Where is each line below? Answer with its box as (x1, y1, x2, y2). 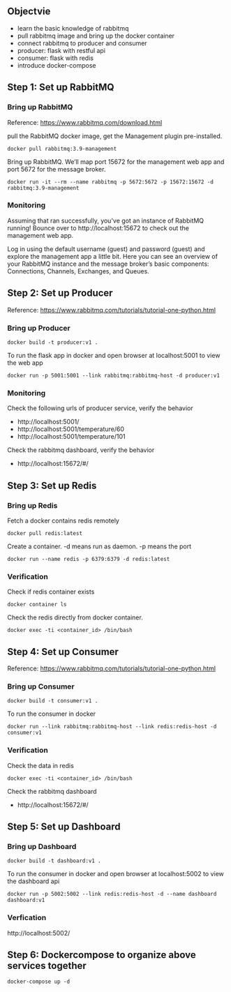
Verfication (7, 913, 47, 923)
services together (7, 959, 87, 972)
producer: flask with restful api (17, 46, 106, 54)
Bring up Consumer (7, 682, 75, 691)
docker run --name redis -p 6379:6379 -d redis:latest (7, 555, 170, 562)
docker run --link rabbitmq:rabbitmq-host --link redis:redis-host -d (7, 723, 217, 730)
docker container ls (7, 601, 68, 608)
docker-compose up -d (7, 978, 70, 986)
